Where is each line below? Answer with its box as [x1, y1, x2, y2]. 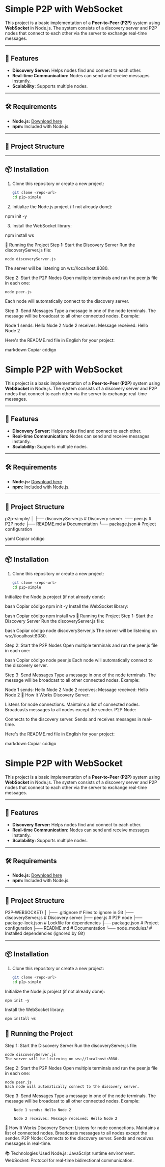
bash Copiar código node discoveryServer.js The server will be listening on [5, 628, 157, 633]
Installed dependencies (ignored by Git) [5, 930, 85, 936]
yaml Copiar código [5, 536, 45, 542]
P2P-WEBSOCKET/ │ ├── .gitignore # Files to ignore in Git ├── [5, 910, 134, 915]
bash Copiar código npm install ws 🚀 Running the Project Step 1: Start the [5, 613, 154, 619]
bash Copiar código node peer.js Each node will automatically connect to [5, 657, 153, 663]
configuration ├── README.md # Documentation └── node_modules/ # [5, 925, 152, 931]
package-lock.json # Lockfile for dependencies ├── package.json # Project [5, 920, 159, 926]
